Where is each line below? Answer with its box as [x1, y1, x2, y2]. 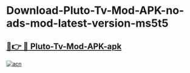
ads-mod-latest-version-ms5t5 [6, 16, 169, 30]
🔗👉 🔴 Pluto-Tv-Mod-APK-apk [6, 41, 122, 51]
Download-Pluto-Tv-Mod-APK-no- [6, 4, 185, 17]
